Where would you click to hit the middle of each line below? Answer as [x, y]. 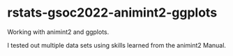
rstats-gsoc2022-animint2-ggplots [112, 13]
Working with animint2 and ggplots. [58, 32]
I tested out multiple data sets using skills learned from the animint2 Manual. [117, 45]
